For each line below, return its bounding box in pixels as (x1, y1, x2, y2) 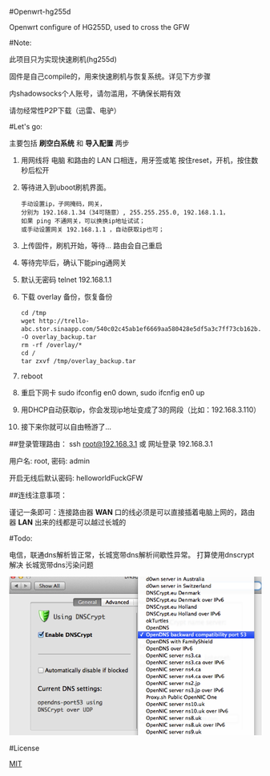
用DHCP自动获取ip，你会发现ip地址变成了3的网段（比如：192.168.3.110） (20, 405, 261, 415)
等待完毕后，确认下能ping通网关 (20, 258, 127, 268)
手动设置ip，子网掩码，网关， (20, 200, 107, 208)
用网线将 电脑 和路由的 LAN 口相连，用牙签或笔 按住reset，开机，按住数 (20, 156, 259, 165)
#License (9, 743, 40, 754)
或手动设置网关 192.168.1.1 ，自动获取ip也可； (20, 226, 165, 234)
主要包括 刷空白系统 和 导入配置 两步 (9, 138, 130, 148)
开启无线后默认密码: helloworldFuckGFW (9, 473, 143, 483)
